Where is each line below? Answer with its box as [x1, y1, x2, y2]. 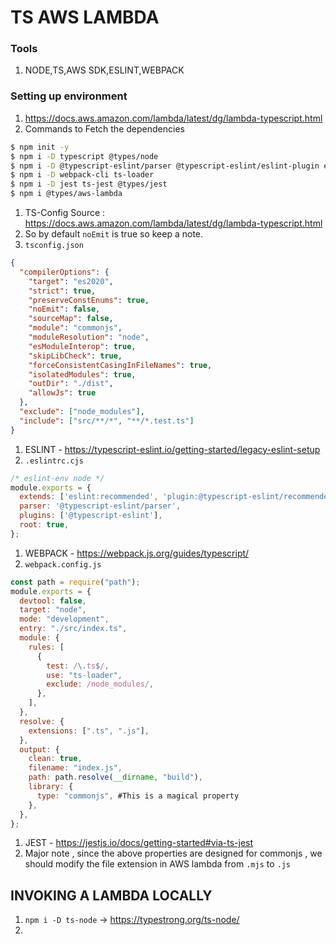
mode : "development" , [19, 614, 110, 625]
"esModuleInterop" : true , [28, 341, 137, 351]
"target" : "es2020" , [28, 276, 114, 286]
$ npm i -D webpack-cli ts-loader [10, 170, 155, 180]
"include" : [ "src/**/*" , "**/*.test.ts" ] [19, 416, 195, 426]
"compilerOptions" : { [19, 267, 110, 277]
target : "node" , [19, 605, 87, 615]
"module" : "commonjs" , [28, 323, 123, 333]
